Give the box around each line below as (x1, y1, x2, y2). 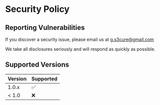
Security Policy (5, 3, 70, 15)
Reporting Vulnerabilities (5, 23, 85, 32)
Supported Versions (5, 61, 69, 69)
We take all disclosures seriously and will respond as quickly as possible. (5, 46, 156, 52)
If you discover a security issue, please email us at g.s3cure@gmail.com (5, 36, 154, 42)
